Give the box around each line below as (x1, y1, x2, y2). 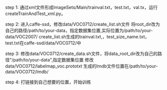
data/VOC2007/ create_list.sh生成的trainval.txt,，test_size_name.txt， (5, 34, 149, 39)
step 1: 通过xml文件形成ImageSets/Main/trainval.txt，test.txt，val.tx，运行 (5, 4, 158, 10)
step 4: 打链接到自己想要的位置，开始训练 (5, 79, 91, 85)
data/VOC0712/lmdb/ (5, 69, 49, 74)
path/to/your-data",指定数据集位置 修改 (13, 57, 94, 62)
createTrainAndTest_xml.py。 (5, 10, 66, 16)
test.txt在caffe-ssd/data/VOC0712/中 (5, 40, 81, 46)
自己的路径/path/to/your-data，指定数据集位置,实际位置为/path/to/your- (5, 27, 153, 33)
